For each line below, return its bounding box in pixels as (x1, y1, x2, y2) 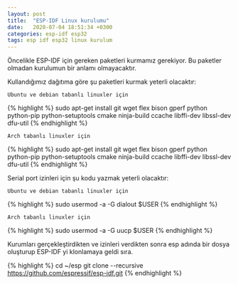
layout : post (7, 10, 46, 18)
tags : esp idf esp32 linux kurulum (7, 37, 113, 44)
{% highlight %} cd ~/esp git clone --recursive (7, 261, 144, 270)
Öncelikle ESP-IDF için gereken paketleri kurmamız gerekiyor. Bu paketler (7, 56, 222, 65)
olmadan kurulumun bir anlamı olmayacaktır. (7, 64, 137, 72)
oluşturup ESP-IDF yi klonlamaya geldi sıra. (7, 248, 134, 256)
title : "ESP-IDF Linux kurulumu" (7, 17, 110, 24)
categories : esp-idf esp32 (7, 30, 87, 38)
